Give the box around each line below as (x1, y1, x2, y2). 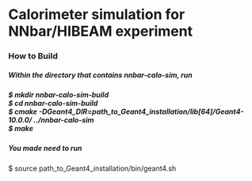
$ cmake (8, 107, 38, 116)
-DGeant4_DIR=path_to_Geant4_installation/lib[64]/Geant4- (38, 107, 244, 116)
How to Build (8, 51, 58, 62)
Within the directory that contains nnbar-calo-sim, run (8, 70, 193, 80)
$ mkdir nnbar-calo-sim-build (8, 90, 109, 100)
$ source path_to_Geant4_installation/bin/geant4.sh (8, 164, 177, 173)
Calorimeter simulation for (8, 6, 185, 24)
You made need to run (8, 144, 82, 153)
